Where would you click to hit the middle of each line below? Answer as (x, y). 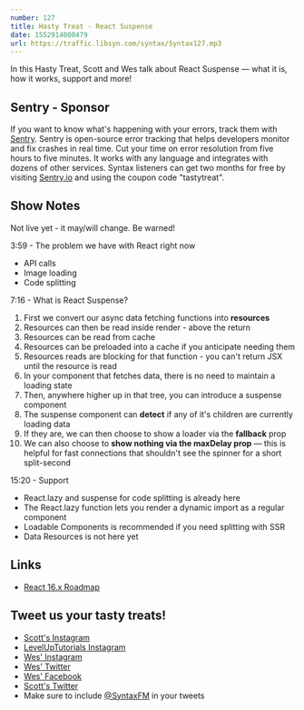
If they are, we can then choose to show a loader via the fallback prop (155, 434)
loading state (48, 385)
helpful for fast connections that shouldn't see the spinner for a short (152, 453)
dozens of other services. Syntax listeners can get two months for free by (148, 168)
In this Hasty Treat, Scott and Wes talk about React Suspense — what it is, (149, 69)
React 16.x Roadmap (62, 586)
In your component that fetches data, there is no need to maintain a (149, 375)
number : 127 (33, 18)
